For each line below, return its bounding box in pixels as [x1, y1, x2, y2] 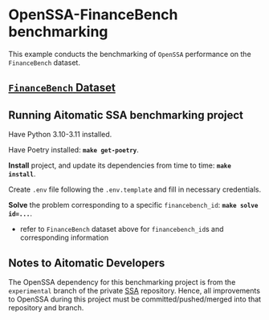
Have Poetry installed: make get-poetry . [8, 145, 139, 155]
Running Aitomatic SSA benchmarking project [8, 108, 243, 122]
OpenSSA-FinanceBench [8, 6, 178, 24]
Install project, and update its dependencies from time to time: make [8, 160, 231, 170]
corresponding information [19, 233, 109, 242]
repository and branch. [8, 302, 84, 312]
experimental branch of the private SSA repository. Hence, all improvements [8, 286, 261, 295]
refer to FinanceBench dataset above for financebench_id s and [19, 225, 224, 234]
